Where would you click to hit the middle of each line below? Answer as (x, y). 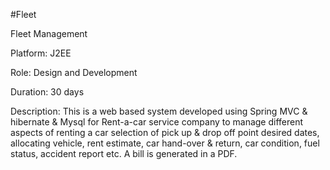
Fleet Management (49, 33)
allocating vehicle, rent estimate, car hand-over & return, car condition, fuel (165, 143)
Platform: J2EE (41, 53)
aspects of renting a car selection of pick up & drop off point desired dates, (165, 132)
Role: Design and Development (74, 72)
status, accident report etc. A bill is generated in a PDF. (124, 153)
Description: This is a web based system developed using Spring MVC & (159, 111)
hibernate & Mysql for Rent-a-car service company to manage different (157, 122)
